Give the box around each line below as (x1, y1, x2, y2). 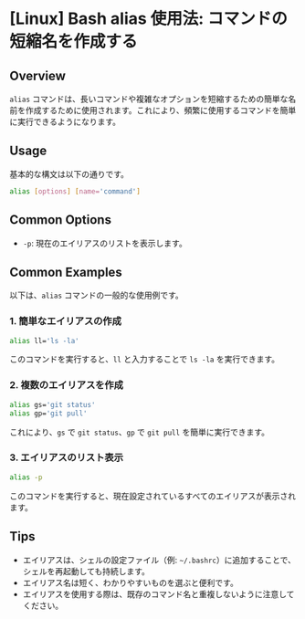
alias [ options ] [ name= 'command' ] (9, 186, 142, 196)
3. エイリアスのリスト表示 (9, 451, 124, 464)
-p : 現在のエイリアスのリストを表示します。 (22, 237, 187, 248)
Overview (9, 68, 67, 83)
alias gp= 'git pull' (9, 408, 89, 418)
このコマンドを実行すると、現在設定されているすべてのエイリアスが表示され (9, 490, 297, 501)
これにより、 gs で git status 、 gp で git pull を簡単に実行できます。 (9, 426, 269, 437)
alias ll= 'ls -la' (9, 336, 79, 345)
